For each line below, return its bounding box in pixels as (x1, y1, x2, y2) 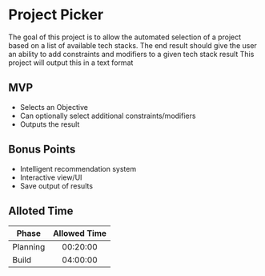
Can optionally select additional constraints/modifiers (19, 111, 196, 120)
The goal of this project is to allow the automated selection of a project (8, 32, 242, 42)
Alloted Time (8, 204, 74, 217)
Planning (12, 241, 46, 253)
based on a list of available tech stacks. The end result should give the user (8, 40, 258, 50)
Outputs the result (19, 119, 80, 129)
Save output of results (19, 181, 94, 190)
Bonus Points (8, 143, 76, 156)
